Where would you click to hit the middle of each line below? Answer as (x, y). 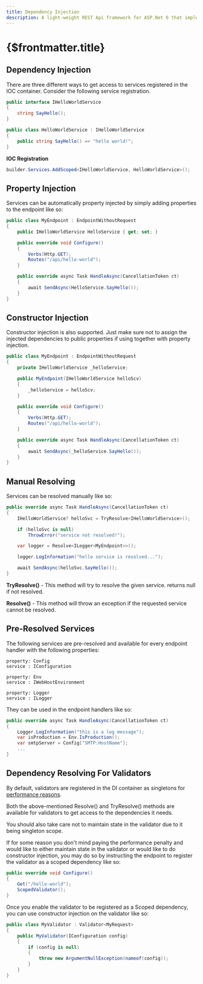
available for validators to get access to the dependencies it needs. (90, 812)
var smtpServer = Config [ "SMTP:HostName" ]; (73, 743)
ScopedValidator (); (42, 890)
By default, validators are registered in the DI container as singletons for (96, 788)
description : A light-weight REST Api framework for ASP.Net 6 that (94, 18)
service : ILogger (29, 698)
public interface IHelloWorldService (54, 102)
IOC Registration (27, 158)
